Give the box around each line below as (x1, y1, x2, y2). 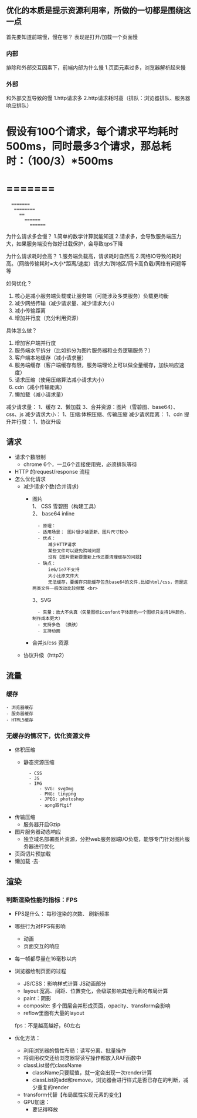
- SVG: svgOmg (39, 786, 74, 792)
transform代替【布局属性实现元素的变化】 (23, 1091, 124, 1099)
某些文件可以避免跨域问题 (47, 548, 101, 554)
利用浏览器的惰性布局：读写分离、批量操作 (23, 1047, 127, 1054)
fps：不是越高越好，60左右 (14, 1022, 81, 1029)
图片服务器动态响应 (14, 828, 62, 836)
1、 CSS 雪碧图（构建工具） (32, 503, 100, 510)
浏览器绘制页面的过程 (14, 967, 66, 975)
